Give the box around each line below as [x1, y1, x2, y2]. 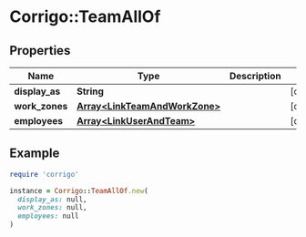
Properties [9, 43, 71, 58]
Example [9, 146, 60, 161]
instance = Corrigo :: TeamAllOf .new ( [9, 186, 148, 195]
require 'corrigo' [9, 170, 79, 179]
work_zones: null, [17, 203, 88, 212]
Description [229, 70, 281, 82]
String [76, 85, 105, 98]
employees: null [17, 211, 79, 221]
